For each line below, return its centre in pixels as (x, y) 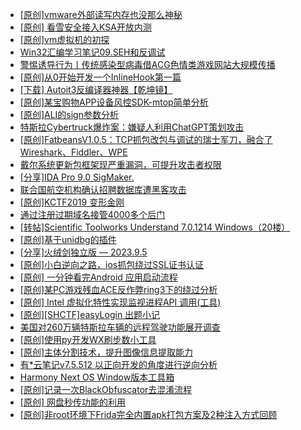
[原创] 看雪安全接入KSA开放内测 (85, 27)
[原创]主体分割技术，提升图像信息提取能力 (106, 352)
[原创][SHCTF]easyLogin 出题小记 (90, 314)
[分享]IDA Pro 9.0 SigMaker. (77, 177)
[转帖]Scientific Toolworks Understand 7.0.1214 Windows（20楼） (155, 227)
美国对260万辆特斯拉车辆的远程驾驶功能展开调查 (120, 327)
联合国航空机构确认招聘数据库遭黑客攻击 (103, 189)
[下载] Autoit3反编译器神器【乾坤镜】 (96, 89)
